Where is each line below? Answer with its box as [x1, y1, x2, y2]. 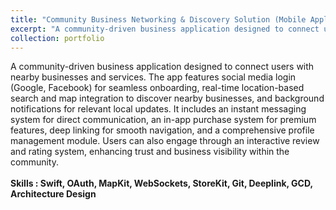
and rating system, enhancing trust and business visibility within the [10, 146, 290, 158]
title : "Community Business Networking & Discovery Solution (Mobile [10, 14, 307, 25]
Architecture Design [10, 188, 97, 200]
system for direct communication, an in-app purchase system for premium [10, 114, 317, 126]
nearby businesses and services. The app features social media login [10, 71, 297, 83]
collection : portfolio [10, 33, 105, 43]
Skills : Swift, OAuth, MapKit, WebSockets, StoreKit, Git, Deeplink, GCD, [10, 177, 313, 190]
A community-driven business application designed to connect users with [10, 61, 315, 73]
